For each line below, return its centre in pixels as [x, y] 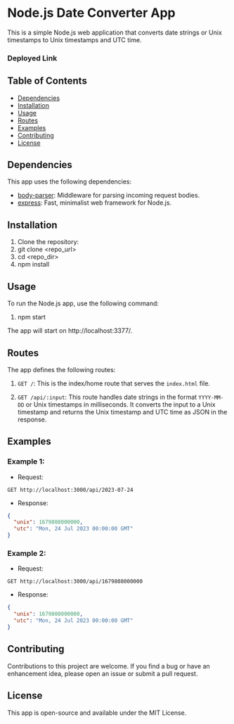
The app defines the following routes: [61, 369]
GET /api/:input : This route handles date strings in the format [107, 397]
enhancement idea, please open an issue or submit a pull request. [103, 673]
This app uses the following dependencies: [70, 182]
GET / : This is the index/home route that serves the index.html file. [114, 383]
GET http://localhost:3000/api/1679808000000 [75, 582]
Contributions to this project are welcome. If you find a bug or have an [109, 666]
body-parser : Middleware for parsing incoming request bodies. [109, 196]
